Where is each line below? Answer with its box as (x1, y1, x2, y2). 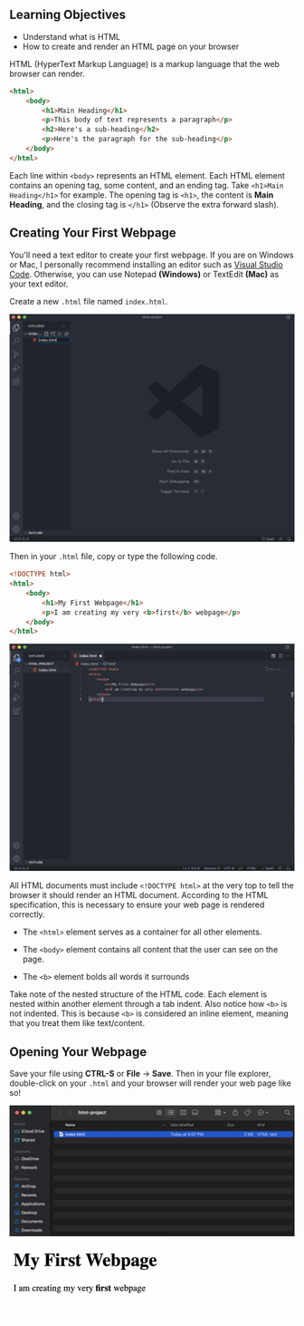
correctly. (9, 909, 45, 920)
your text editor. (9, 278, 69, 289)
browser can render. (9, 68, 85, 79)
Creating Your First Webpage (9, 226, 176, 241)
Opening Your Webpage (9, 1044, 147, 1060)
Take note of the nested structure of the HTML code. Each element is (9, 989, 268, 1000)
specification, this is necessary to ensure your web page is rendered (9, 899, 265, 910)
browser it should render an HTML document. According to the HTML (9, 890, 269, 901)
